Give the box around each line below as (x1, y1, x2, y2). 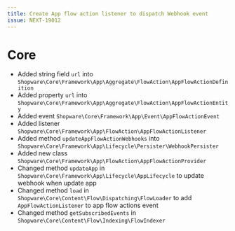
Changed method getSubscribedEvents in (17, 209, 137, 217)
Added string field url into (17, 70, 93, 78)
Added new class (17, 149, 68, 157)
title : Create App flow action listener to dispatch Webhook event (7, 10, 209, 17)
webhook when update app (17, 179, 97, 188)
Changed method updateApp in (17, 164, 105, 172)
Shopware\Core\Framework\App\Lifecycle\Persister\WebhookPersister (17, 143, 219, 150)
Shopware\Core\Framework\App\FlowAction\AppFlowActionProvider (17, 158, 207, 165)
